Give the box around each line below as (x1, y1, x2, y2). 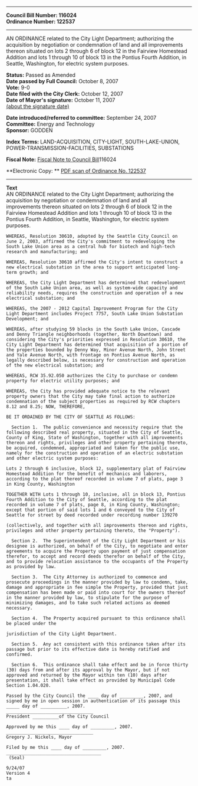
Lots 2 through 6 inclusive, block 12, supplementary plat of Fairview (6, 466, 186, 471)
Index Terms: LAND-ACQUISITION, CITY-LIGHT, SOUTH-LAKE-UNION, (6, 138, 180, 145)
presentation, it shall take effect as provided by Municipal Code (6, 677, 176, 683)
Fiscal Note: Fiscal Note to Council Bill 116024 (6, 156, 117, 163)
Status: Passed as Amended (6, 71, 75, 78)
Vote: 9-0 (6, 84, 31, 91)
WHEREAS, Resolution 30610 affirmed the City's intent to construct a (6, 259, 183, 265)
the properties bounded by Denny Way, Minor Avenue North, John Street (6, 347, 186, 353)
